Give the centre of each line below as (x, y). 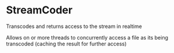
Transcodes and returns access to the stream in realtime (74, 26)
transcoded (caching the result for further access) (66, 44)
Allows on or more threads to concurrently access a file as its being (87, 37)
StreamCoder (39, 10)
